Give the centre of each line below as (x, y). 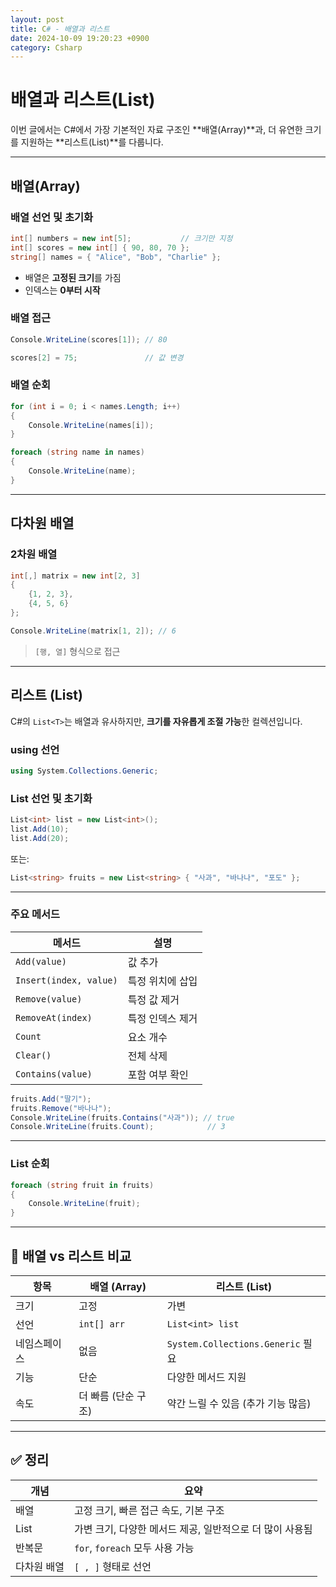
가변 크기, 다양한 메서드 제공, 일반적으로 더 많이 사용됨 (193, 1529)
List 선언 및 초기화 (51, 798)
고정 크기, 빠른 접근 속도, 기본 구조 (149, 1510)
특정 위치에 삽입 (162, 981)
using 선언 (35, 749)
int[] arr (101, 1324)
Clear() (33, 1055)
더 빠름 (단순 (106, 1396)
